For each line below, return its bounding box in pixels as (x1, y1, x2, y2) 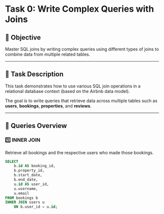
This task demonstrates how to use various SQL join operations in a (5, 83, 141, 89)
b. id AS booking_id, (14, 164, 56, 169)
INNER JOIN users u (5, 200, 45, 205)
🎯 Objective (5, 33, 41, 42)
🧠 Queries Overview (5, 122, 67, 130)
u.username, (14, 186, 38, 191)
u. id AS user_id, (14, 182, 49, 187)
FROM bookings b (5, 195, 38, 200)
